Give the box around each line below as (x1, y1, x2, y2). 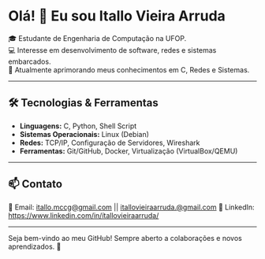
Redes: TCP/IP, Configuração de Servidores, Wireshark (19, 138, 200, 147)
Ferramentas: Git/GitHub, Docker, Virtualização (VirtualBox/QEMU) (19, 146, 238, 156)
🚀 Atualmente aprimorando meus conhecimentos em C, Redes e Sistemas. (8, 65, 250, 74)
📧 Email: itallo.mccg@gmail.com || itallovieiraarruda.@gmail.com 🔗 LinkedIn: (8, 202, 255, 212)
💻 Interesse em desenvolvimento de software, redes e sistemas (8, 45, 217, 54)
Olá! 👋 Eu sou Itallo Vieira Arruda (8, 7, 226, 25)
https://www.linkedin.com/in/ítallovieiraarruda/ (8, 210, 159, 220)
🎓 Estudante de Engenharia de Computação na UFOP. (8, 33, 187, 43)
